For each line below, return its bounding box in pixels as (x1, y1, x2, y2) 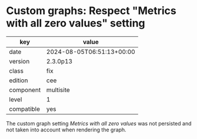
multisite (46, 86, 71, 94)
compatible (9, 104, 40, 113)
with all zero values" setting (6, 16, 145, 30)
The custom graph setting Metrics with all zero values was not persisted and (6, 120, 192, 127)
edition (9, 76, 28, 84)
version (9, 57, 30, 65)
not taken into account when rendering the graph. (6, 126, 126, 133)
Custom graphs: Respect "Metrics (6, 4, 176, 18)
